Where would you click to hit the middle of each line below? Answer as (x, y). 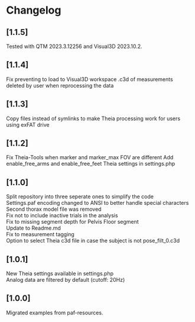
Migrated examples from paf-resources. (55, 313)
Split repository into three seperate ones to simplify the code (80, 197)
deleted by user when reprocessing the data (60, 85)
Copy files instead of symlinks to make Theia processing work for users (93, 118)
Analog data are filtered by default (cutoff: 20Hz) (66, 280)
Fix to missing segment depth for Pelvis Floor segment (72, 222)
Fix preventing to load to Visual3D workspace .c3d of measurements (90, 79)
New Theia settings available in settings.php (60, 273)
